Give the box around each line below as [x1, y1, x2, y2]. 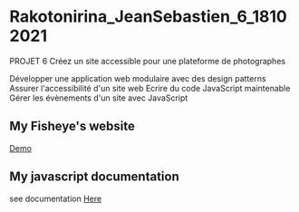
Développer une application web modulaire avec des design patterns [9, 72, 266, 83]
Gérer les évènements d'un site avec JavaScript [9, 92, 188, 103]
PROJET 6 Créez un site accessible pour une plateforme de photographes [9, 55, 286, 66]
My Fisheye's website [9, 119, 136, 134]
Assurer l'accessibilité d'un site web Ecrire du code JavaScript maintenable [9, 82, 291, 93]
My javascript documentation [9, 169, 179, 185]
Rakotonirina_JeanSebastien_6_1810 [9, 6, 287, 27]
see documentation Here [9, 193, 102, 204]
